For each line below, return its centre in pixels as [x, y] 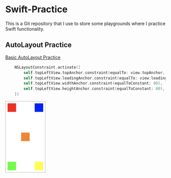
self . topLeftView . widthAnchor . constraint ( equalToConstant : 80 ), [93, 83]
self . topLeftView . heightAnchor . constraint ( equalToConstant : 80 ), [94, 89]
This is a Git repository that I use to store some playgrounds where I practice [85, 23]
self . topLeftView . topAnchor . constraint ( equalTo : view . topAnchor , [94, 72]
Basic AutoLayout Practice [33, 57]
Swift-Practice [36, 9]
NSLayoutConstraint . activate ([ [48, 67]
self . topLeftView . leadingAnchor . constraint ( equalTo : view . [88, 78]
